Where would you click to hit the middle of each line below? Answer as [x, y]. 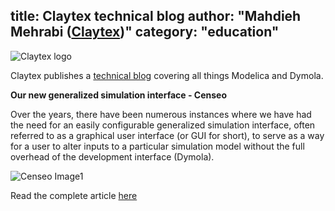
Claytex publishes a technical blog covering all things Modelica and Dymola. [167, 75]
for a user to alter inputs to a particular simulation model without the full [157, 146]
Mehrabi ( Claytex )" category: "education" [145, 32]
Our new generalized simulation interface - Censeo [119, 95]
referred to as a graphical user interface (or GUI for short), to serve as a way [167, 135]
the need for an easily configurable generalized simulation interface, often [163, 125]
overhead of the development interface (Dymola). [112, 156]
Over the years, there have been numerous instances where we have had [161, 114]
